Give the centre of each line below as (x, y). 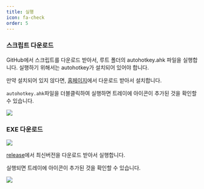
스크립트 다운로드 (30, 45)
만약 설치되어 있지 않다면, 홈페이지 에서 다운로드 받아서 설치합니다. (84, 80)
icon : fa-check (25, 18)
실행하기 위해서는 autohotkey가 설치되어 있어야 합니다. (84, 67)
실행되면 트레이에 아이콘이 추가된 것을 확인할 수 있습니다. (73, 168)
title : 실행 (20, 12)
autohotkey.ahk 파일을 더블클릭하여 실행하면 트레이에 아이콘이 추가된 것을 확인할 (102, 93)
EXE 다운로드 (25, 129)
